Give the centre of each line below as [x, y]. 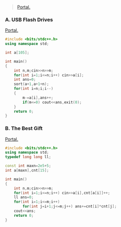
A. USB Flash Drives [29, 20]
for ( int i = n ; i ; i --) [34, 89]
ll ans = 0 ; [24, 197]
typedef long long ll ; [28, 157]
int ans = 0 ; [25, 80]
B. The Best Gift [24, 128]
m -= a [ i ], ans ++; [38, 98]
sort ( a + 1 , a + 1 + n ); [31, 84]
